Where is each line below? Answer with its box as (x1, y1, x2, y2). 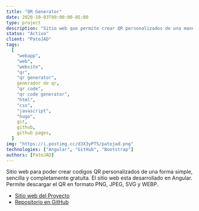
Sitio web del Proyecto (14, 192, 70, 199)
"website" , (17, 63, 44, 70)
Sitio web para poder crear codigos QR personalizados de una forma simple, (6, 168, 193, 175)
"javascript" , (17, 108, 52, 114)
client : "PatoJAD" (6, 36, 52, 42)
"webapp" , (17, 53, 41, 59)
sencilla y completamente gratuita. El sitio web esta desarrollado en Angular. (6, 174, 192, 181)
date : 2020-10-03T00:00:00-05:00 (6, 14, 89, 20)
